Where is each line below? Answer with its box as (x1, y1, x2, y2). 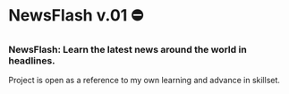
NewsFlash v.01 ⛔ (8, 5, 144, 26)
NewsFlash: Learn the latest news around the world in (8, 44, 247, 56)
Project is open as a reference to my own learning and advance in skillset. (8, 75, 281, 86)
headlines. (8, 55, 55, 67)
